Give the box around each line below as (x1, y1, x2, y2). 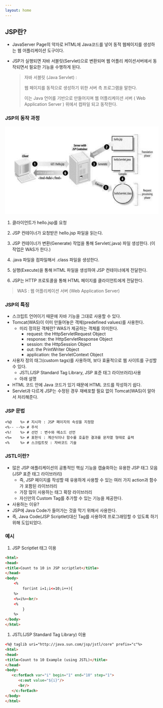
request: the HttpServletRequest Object (26, 331, 106, 337)
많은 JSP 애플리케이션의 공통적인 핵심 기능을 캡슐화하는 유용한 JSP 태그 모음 (12, 465, 158, 470)
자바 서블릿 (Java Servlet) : (24, 75, 77, 81)
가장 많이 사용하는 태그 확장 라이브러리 (19, 489, 92, 495)
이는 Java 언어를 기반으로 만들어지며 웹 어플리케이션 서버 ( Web (24, 95, 146, 101)
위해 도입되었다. (12, 520, 42, 526)
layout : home (5, 8, 32, 13)
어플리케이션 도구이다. (22, 48, 65, 54)
